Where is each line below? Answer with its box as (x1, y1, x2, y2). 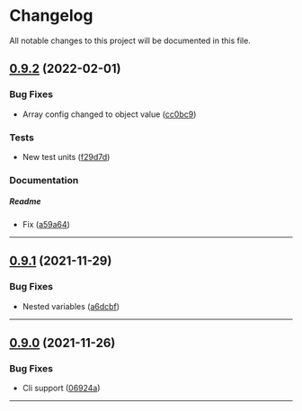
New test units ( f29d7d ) (22, 151, 111, 162)
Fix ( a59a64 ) (22, 219, 70, 229)
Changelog (9, 5, 93, 26)
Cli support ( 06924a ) (22, 383, 101, 394)
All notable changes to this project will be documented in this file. (9, 35, 252, 46)
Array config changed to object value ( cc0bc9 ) (22, 109, 197, 120)
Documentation (9, 174, 79, 186)
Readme (9, 196, 41, 207)
